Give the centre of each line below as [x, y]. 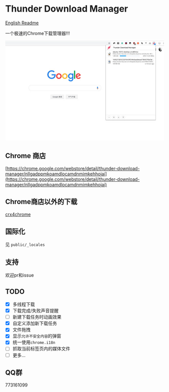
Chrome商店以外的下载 [41, 202]
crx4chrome [18, 214]
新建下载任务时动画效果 [37, 317]
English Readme [22, 23]
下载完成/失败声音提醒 [36, 311]
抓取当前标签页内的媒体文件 [41, 349]
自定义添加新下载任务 [35, 323]
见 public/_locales [25, 245]
